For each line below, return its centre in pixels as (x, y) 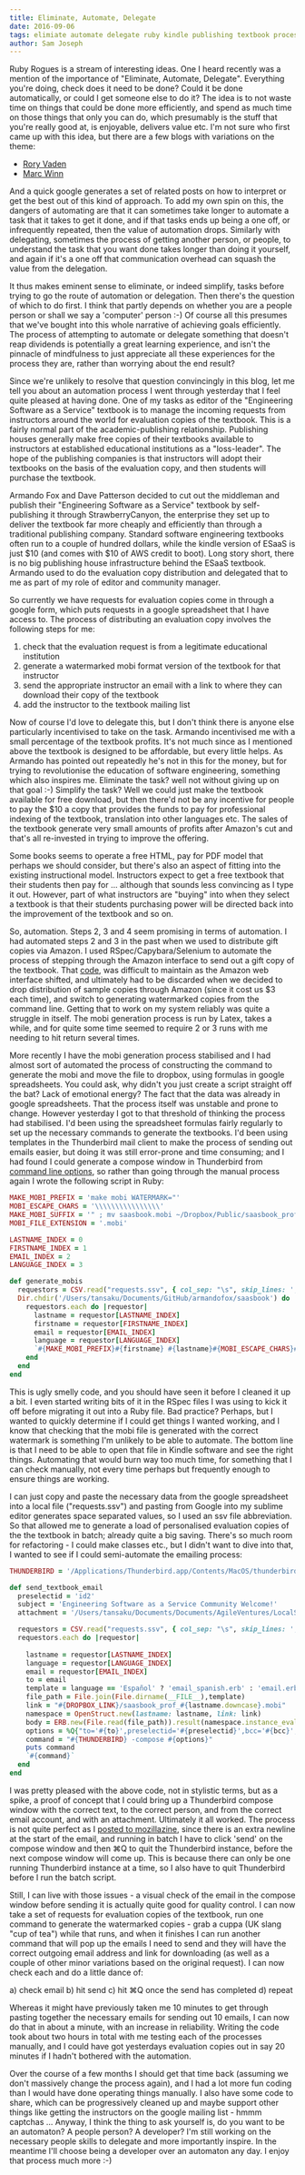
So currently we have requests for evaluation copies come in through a (142, 600)
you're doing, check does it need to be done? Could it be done (126, 88)
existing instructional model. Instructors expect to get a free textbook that (147, 875)
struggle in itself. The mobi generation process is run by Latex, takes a (141, 1019)
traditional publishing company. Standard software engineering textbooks (147, 534)
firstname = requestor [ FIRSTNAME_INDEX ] (111, 1324)
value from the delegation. (59, 268)
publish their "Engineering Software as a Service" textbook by (125, 505)
